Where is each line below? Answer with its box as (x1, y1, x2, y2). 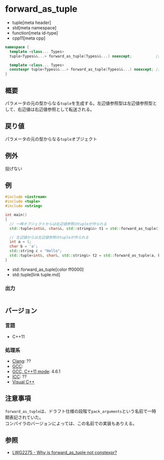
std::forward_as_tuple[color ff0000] (12, 266, 84, 272)
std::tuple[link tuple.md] (12, 271, 60, 277)
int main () (5, 213, 27, 218)
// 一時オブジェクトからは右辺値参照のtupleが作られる (9, 221, 107, 226)
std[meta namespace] (12, 24, 57, 30)
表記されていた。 (9, 414, 44, 420)
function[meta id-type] (12, 30, 58, 36)
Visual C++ (12, 379, 35, 385)
